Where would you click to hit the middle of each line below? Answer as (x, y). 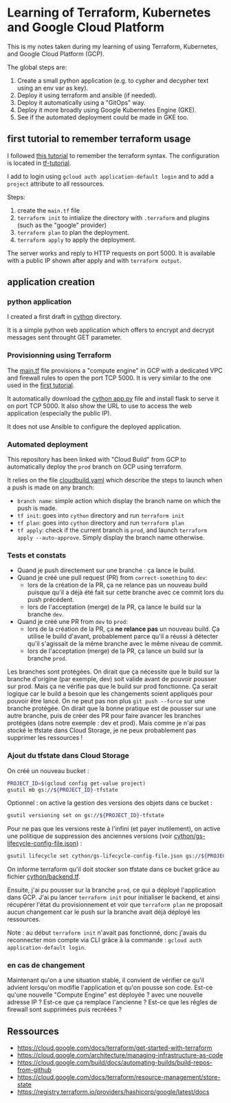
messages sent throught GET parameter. (65, 338)
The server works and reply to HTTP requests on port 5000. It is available (111, 253)
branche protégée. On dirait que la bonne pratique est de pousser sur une (112, 708)
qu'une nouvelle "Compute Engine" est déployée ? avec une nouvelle (105, 995)
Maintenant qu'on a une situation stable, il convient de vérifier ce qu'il (106, 980)
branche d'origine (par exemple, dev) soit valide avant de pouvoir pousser (112, 679)
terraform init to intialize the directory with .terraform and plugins (113, 217)
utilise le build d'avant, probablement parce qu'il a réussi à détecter (123, 636)
